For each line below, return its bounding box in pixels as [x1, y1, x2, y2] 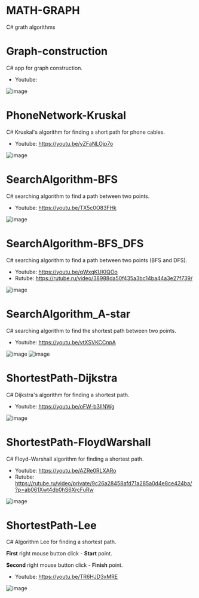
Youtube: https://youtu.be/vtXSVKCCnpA [14, 338, 117, 345]
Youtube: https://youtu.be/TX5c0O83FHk [14, 204, 117, 211]
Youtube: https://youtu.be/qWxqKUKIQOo [14, 268, 118, 275]
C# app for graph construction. [6, 64, 82, 71]
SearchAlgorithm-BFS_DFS [6, 236, 144, 250]
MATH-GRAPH [6, 4, 80, 17]
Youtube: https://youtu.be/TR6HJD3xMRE [14, 573, 118, 581]
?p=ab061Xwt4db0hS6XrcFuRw [14, 486, 94, 493]
